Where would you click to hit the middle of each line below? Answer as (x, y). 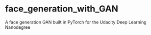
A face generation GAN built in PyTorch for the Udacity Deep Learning (76, 22)
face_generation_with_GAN (62, 9)
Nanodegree (18, 27)
